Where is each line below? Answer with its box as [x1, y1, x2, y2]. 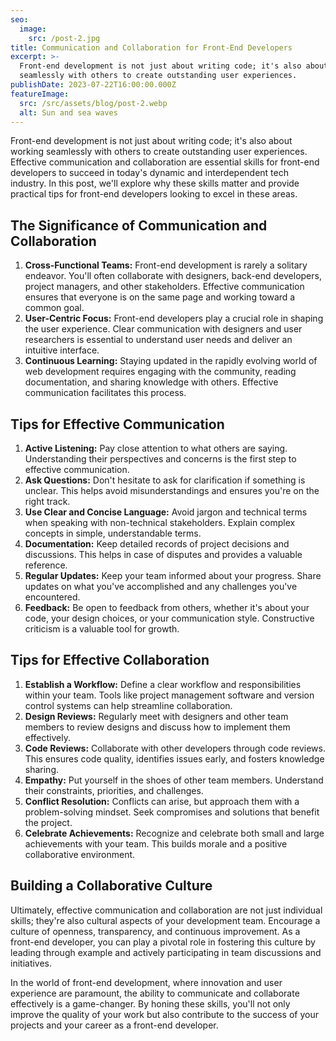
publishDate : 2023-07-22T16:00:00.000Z [10, 80, 177, 90]
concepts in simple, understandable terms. [24, 527, 202, 539]
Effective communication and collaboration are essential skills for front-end [10, 156, 320, 168]
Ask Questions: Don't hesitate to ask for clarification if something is [24, 474, 306, 486]
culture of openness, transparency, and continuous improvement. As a [10, 925, 301, 937]
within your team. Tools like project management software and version [24, 689, 315, 701]
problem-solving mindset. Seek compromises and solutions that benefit [24, 806, 320, 818]
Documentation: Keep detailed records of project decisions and [24, 538, 290, 550]
